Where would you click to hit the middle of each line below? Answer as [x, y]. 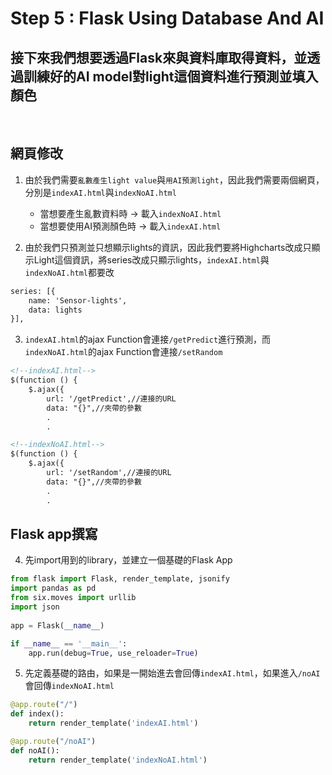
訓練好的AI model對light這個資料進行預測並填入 [171, 76]
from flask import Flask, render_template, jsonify [120, 579]
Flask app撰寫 [54, 533]
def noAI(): [35, 750]
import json [35, 607]
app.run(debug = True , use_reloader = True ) [113, 653]
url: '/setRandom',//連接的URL [109, 473]
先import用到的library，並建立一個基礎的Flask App [128, 560]
